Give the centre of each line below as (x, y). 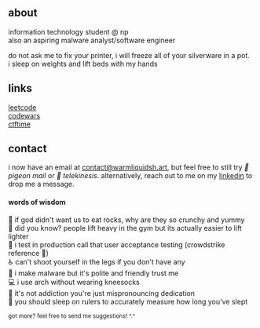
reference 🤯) (28, 253)
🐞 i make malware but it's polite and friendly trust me (93, 273)
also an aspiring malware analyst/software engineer (92, 40)
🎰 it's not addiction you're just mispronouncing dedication (101, 293)
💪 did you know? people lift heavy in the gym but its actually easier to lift (125, 228)
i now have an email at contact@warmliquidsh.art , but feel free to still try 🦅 (128, 167)
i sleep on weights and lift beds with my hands (83, 64)
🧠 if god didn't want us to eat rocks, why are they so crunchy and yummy (126, 220)
